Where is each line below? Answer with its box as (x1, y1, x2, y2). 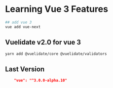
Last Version (5, 65, 45, 73)
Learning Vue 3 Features (5, 3, 109, 15)
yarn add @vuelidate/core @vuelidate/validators (5, 51, 107, 56)
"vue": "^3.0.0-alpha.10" (14, 78, 68, 83)
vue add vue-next (5, 24, 41, 29)
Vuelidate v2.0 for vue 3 (5, 38, 81, 46)
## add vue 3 (5, 20, 32, 25)
